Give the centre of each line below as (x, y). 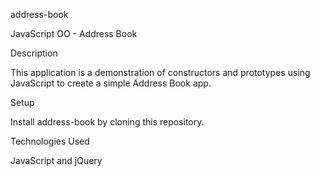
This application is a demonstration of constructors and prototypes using (160, 72)
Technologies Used (50, 141)
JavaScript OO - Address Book (74, 33)
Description (34, 53)
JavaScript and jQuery (56, 160)
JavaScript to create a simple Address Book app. (111, 83)
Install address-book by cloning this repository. (107, 122)
